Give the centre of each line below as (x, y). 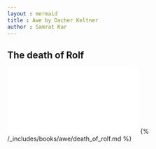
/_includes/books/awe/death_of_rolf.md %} (70, 139)
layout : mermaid (33, 14)
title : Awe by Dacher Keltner (53, 20)
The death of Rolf (46, 55)
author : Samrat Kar (37, 27)
